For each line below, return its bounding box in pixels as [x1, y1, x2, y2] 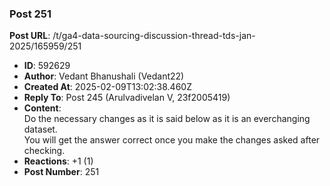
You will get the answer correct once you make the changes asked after [23, 134, 321, 146]
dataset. [23, 123, 58, 136]
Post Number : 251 [23, 166, 100, 178]
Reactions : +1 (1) [23, 155, 94, 167]
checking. [23, 145, 66, 157]
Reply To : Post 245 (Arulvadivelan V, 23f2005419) [23, 92, 231, 104]
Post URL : [9, 30, 51, 42]
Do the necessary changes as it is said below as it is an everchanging [23, 113, 311, 125]
